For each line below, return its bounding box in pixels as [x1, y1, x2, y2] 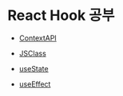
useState [18, 63, 49, 73]
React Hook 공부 [7, 6, 115, 25]
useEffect [18, 79, 51, 89]
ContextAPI [18, 33, 57, 43]
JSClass [18, 48, 47, 58]
